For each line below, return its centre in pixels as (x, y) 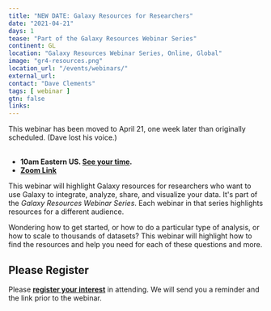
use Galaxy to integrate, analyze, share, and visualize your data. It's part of (133, 195)
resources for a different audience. (66, 212)
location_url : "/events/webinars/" (68, 69)
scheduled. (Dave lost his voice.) (63, 137)
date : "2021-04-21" (41, 23)
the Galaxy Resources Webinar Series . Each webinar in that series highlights (136, 204)
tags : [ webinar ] (39, 91)
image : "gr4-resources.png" (56, 61)
